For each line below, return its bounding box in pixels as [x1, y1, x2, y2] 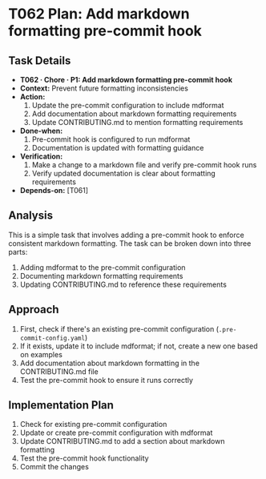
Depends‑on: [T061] [19, 186, 89, 195]
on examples [19, 349, 62, 359]
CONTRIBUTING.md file [19, 366, 99, 376]
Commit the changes [19, 462, 90, 472]
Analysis [8, 209, 54, 223]
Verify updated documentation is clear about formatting [31, 169, 216, 178]
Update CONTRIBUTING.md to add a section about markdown [19, 437, 225, 446]
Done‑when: [19, 126, 63, 135]
